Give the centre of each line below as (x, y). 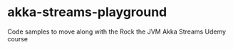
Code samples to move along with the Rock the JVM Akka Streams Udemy (117, 31)
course (18, 38)
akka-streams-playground (87, 12)
